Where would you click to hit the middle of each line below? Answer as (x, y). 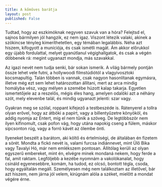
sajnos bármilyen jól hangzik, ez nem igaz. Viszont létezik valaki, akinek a (78, 37)
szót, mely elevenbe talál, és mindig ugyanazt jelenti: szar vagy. (68, 99)
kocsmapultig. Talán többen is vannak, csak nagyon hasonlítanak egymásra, (81, 78)
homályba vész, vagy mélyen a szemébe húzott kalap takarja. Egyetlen (76, 88)
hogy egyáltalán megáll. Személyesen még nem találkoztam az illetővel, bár (80, 169)
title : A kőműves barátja (31, 9)
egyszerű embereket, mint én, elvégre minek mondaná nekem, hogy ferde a (81, 153)
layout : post (18, 14)
